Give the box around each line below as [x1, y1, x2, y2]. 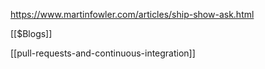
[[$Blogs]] [10, 28, 53, 39]
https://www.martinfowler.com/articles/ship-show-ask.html [10, 9, 255, 20]
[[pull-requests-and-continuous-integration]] [10, 47, 196, 59]
